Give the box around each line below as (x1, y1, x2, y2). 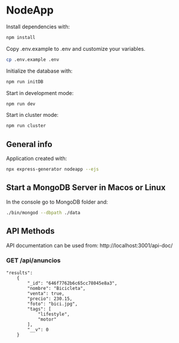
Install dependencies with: (6, 23, 70, 30)
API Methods (6, 226, 55, 236)
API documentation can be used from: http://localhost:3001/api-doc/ (6, 241, 173, 249)
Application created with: (6, 155, 67, 162)
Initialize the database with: (6, 67, 73, 74)
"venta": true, (27, 290, 65, 296)
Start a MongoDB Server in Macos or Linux (6, 182, 166, 192)
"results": (6, 270, 33, 276)
